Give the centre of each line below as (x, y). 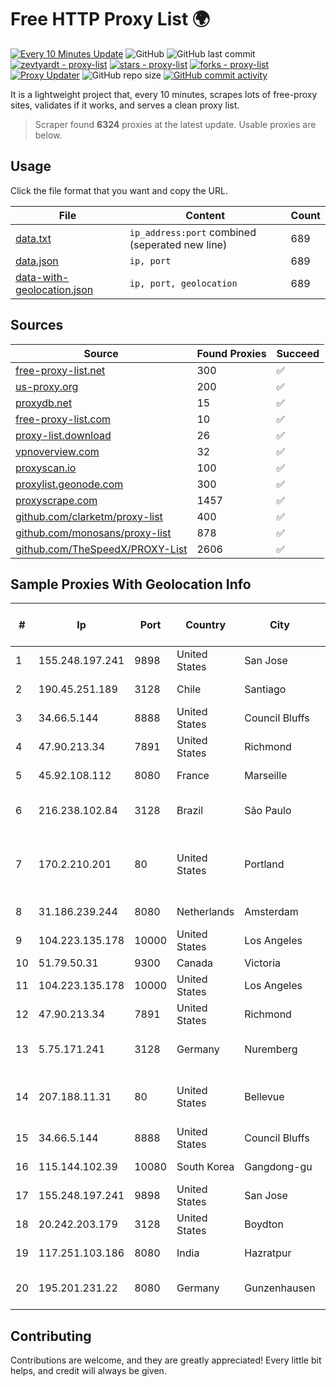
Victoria (263, 963)
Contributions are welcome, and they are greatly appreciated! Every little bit (166, 1360)
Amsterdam (271, 912)
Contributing (51, 1336)
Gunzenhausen (280, 1288)
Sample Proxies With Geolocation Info (131, 584)
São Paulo (268, 811)
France (193, 776)
